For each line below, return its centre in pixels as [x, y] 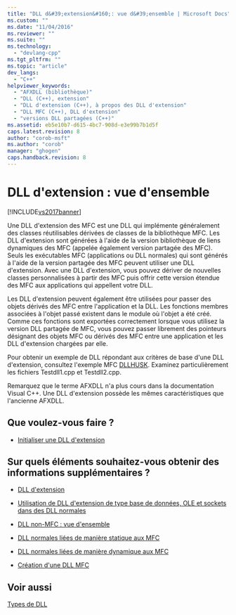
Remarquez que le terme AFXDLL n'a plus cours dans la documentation [111, 386]
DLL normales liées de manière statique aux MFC [88, 538]
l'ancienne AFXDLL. [36, 401]
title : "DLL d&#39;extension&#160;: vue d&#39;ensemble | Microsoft [110, 14]
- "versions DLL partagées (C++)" [64, 118]
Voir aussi [29, 587]
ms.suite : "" [26, 40]
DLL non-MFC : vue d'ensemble [64, 524]
